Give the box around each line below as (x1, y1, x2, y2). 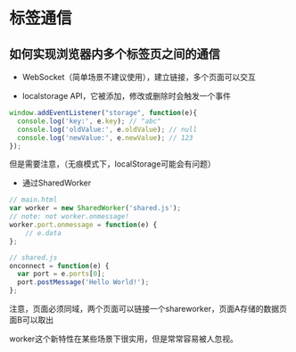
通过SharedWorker (21, 177, 92, 188)
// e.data (25, 228, 62, 237)
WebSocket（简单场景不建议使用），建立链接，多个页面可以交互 (21, 72, 257, 82)
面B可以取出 (9, 315, 54, 325)
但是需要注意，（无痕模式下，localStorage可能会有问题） (9, 159, 216, 169)
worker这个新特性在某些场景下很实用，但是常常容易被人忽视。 (9, 333, 238, 344)
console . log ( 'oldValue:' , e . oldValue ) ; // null (17, 125, 198, 134)
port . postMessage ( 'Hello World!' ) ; (17, 278, 150, 287)
